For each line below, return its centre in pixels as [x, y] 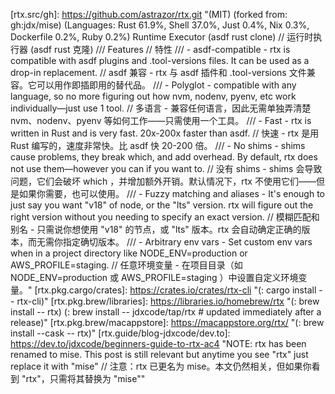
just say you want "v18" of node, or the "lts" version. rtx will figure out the [162, 205]
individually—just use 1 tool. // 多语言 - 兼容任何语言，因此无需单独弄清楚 [161, 108]
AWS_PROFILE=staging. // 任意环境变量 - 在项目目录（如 [126, 265]
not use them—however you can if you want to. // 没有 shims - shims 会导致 [166, 168]
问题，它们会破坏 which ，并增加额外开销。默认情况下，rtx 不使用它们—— [163, 181]
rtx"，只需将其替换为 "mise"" [85, 378]
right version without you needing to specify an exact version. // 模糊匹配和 [165, 217]
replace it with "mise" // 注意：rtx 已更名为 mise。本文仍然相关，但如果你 [161, 366]
